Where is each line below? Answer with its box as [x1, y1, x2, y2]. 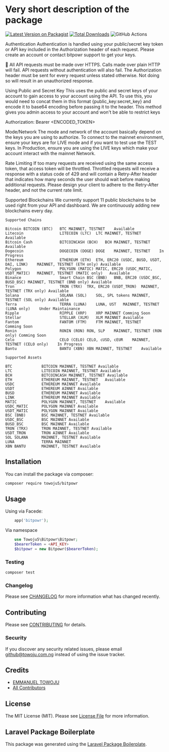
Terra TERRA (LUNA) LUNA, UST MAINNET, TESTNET [5, 302, 159, 307]
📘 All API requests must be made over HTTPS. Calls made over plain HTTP [5, 61, 160, 67]
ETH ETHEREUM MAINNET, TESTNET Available [5, 377, 125, 382]
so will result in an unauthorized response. [5, 78, 94, 84]
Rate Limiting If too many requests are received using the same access [5, 160, 153, 166]
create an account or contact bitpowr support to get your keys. [5, 52, 137, 58]
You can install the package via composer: [5, 471, 94, 477]
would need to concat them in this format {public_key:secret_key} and [5, 98, 151, 104]
